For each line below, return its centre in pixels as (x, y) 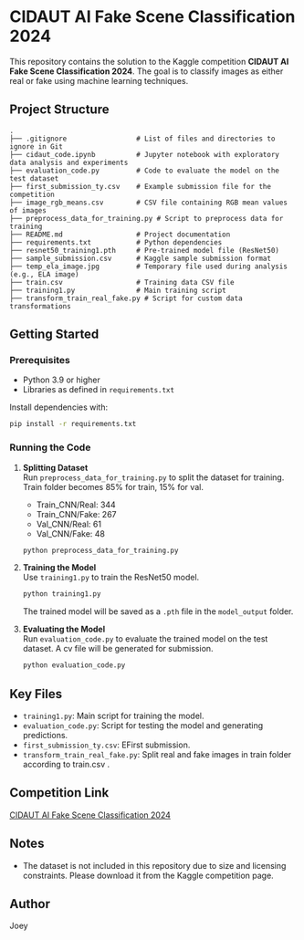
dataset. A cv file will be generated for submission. (118, 649)
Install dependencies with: (59, 407)
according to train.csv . (66, 765)
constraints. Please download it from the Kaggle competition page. (148, 875)
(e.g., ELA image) (44, 274)
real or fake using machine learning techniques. (99, 80)
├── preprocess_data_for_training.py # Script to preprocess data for (147, 218)
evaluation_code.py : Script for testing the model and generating (143, 726)
